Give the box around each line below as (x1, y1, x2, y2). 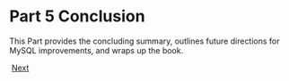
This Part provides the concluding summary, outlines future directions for (9, 36, 280, 46)
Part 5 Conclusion (9, 6, 145, 27)
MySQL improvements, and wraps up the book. (9, 45, 184, 55)
